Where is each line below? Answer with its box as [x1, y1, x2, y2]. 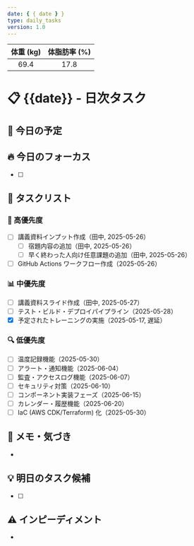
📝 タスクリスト [7, 192, 72, 205]
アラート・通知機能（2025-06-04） [17, 364, 123, 372]
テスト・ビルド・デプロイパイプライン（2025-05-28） [17, 307, 178, 316]
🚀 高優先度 [7, 215, 44, 225]
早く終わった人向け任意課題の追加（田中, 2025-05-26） [28, 250, 192, 259]
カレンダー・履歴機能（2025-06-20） [17, 399, 128, 408]
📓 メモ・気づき [7, 431, 72, 443]
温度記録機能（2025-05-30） [17, 355, 104, 364]
